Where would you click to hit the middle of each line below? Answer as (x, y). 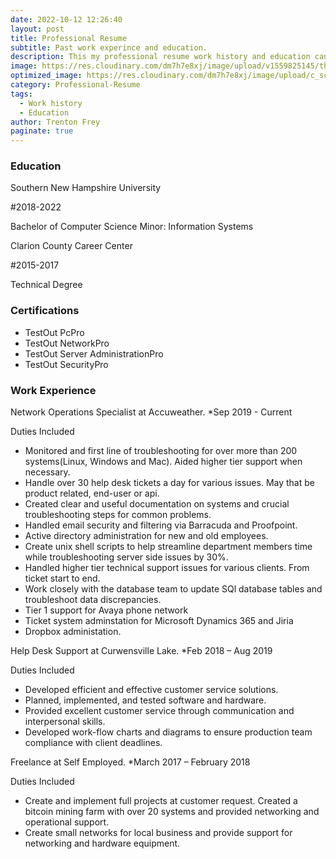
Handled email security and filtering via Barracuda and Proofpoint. (161, 525)
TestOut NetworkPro (67, 343)
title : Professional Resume (69, 38)
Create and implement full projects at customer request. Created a (161, 801)
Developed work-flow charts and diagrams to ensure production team (168, 732)
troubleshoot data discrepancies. (93, 600)
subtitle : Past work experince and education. (109, 47)
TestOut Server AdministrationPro (94, 353)
